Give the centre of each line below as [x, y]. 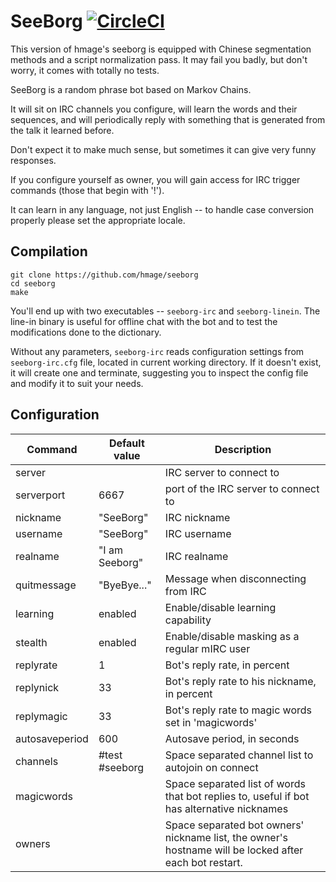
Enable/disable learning [220, 607]
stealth [31, 642]
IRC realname [196, 556]
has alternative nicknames [226, 808]
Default [126, 443]
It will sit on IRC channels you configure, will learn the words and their [154, 109]
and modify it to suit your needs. [77, 383]
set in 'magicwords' [211, 722]
